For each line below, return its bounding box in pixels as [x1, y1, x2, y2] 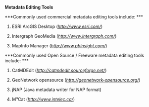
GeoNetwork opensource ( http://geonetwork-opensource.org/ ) [11, 77, 141, 83]
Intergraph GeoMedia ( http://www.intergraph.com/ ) [11, 33, 117, 39]
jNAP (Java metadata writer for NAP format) [11, 87, 102, 93]
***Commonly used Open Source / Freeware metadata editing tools [4, 52, 145, 58]
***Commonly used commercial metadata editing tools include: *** [4, 14, 143, 19]
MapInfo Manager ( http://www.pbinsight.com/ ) [11, 43, 107, 49]
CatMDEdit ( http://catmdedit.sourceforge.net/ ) [11, 67, 107, 73]
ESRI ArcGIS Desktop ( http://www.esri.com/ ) [11, 23, 103, 29]
